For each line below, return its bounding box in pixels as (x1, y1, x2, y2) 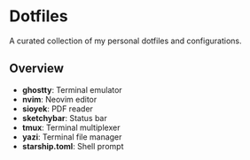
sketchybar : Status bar (21, 112, 108, 123)
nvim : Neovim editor (21, 94, 98, 104)
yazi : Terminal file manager (21, 131, 122, 142)
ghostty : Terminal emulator (21, 84, 122, 95)
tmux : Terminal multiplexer (21, 122, 121, 133)
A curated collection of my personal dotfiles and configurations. (9, 35, 242, 46)
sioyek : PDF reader (21, 103, 93, 114)
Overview (9, 61, 65, 76)
